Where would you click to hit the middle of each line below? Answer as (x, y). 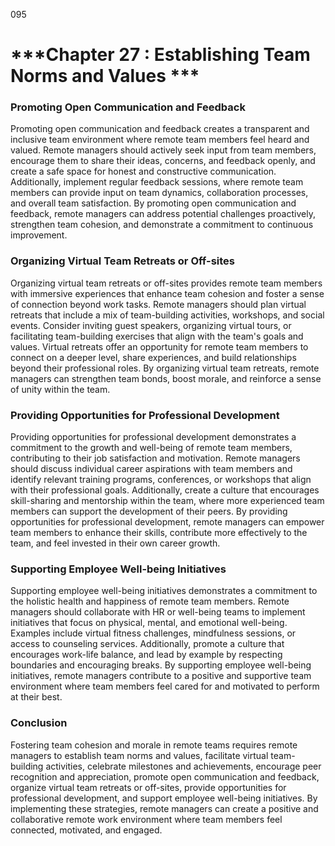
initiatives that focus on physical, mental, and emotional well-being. (149, 623)
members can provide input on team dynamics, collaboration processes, (159, 193)
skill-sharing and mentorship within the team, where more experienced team (167, 501)
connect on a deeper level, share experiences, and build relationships (153, 357)
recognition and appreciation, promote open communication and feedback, (165, 776)
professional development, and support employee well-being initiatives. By (164, 798)
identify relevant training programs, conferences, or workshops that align (161, 480)
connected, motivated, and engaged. (86, 830)
